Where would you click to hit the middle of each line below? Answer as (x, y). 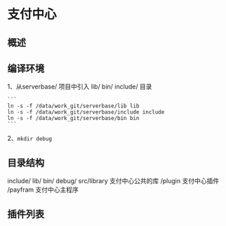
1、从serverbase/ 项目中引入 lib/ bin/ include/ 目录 (80, 87)
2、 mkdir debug (30, 138)
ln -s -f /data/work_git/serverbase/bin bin (73, 119)
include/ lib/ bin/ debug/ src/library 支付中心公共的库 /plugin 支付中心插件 (113, 181)
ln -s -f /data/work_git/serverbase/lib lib (73, 106)
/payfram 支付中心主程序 (43, 190)
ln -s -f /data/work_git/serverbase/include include (86, 112)
